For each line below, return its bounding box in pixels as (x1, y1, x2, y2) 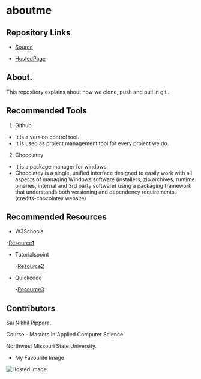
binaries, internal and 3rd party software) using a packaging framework (14, 182, 192, 189)
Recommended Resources (6, 212, 107, 222)
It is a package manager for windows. (14, 163, 108, 170)
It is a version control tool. (14, 133, 79, 140)
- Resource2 (14, 263, 45, 270)
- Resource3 (14, 286, 45, 293)
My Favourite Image (14, 354, 65, 362)
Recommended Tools (6, 106, 87, 116)
